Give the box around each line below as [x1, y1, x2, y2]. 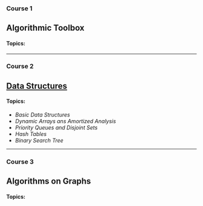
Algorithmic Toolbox [6, 23, 85, 33]
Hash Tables [14, 130, 47, 138]
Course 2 [6, 62, 34, 71]
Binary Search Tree [14, 137, 63, 144]
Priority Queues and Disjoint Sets [14, 124, 98, 131]
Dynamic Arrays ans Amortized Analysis [14, 118, 117, 125]
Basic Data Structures [14, 111, 71, 118]
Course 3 [6, 157, 34, 166]
